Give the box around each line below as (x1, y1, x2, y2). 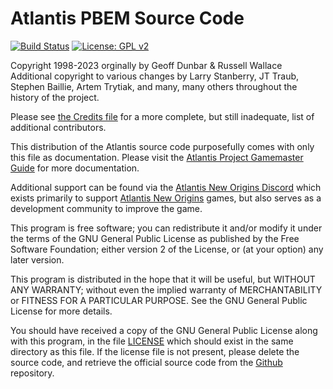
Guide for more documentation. (10, 162, 140, 174)
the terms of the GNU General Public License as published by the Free (10, 232, 300, 244)
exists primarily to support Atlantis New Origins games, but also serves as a (10, 192, 322, 204)
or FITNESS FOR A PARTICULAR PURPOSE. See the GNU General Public (10, 294, 308, 306)
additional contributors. (10, 121, 107, 133)
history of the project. (10, 91, 100, 103)
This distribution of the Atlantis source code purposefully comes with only (10, 140, 315, 152)
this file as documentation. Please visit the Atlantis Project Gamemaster (10, 151, 304, 163)
